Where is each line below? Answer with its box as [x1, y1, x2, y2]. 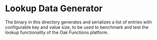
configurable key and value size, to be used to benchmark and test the [5, 24, 149, 30]
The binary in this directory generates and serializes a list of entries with [5, 19, 152, 25]
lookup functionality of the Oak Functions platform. [5, 29, 109, 35]
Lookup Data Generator [5, 3, 103, 14]
